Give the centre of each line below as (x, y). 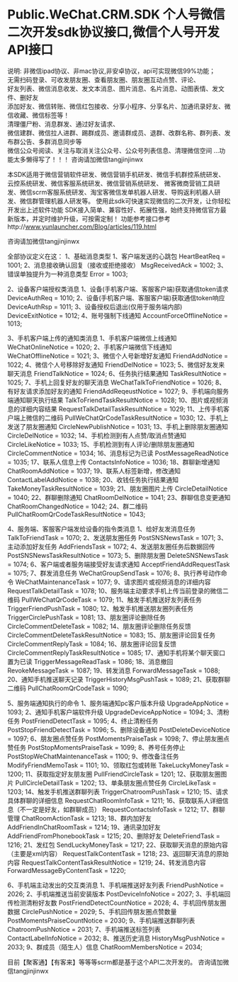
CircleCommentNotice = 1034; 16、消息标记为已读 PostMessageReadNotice (118, 453)
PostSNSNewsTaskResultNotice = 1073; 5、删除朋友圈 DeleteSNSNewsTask (118, 555)
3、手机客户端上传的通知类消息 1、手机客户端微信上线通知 (92, 338)
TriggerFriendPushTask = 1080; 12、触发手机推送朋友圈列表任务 (100, 608)
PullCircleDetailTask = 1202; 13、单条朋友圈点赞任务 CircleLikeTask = (116, 782)
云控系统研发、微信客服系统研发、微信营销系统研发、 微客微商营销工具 (110, 183)
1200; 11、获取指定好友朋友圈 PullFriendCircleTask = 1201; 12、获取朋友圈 (114, 774)
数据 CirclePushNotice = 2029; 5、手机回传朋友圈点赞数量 (92, 911)
